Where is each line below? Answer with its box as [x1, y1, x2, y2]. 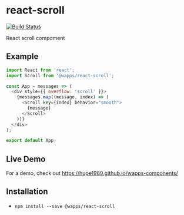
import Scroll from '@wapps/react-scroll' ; [6, 72, 115, 78]
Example [6, 51, 39, 62]
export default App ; [6, 138, 57, 144]
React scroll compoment [6, 34, 65, 41]
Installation [6, 187, 48, 197]
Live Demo [6, 154, 46, 164]
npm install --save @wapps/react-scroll [14, 203, 115, 209]
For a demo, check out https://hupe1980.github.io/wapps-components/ [6, 170, 178, 177]
